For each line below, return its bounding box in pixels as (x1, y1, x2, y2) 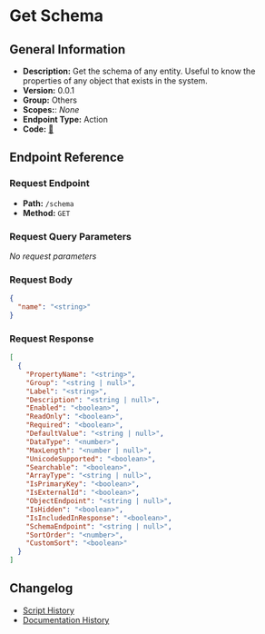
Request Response (9, 332, 94, 345)
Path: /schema (22, 197, 74, 209)
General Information (9, 42, 126, 57)
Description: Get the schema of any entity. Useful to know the (22, 65, 256, 76)
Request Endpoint (9, 177, 90, 190)
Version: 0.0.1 (22, 85, 75, 95)
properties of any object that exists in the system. (22, 75, 209, 86)
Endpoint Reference (9, 150, 124, 165)
